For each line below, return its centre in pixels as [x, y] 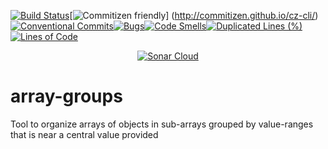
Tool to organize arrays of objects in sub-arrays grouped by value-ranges [162, 124]
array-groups [66, 96]
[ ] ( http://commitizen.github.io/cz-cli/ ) [194, 15]
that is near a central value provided [84, 134]
